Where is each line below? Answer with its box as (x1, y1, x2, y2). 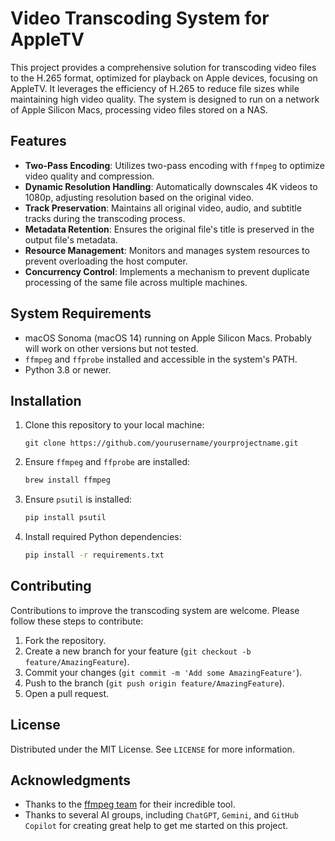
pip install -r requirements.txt (24, 550, 165, 561)
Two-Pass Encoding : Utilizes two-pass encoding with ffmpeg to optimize (24, 159, 325, 171)
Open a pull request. (24, 687, 110, 699)
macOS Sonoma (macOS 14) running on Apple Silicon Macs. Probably (24, 332, 312, 344)
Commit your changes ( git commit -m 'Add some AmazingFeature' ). (24, 666, 303, 678)
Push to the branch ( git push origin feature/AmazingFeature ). (24, 677, 285, 689)
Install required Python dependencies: (24, 531, 182, 543)
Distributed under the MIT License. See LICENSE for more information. (10, 743, 295, 755)
